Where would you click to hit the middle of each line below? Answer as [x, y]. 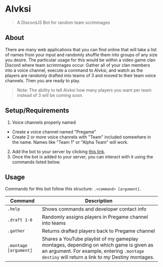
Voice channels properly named [44, 122]
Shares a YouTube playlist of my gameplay [90, 239]
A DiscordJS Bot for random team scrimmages [63, 22]
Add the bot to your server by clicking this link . [59, 152]
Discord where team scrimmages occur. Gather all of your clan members [78, 65]
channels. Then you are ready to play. [43, 80]
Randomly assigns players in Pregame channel [95, 217]
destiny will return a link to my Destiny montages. [98, 257]
